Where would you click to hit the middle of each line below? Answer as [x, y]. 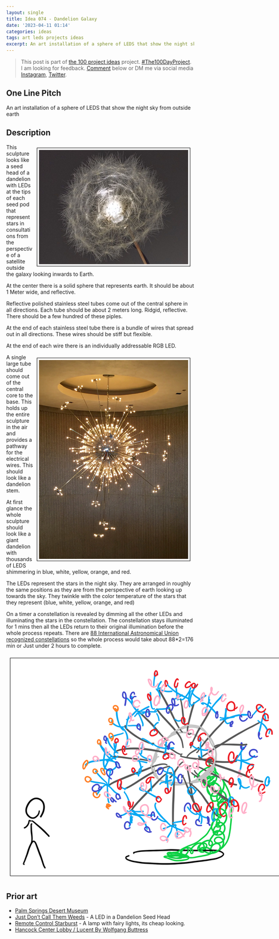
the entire [18, 414]
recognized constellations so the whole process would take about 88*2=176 [100, 639]
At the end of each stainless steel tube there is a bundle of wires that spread [100, 328]
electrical [18, 458]
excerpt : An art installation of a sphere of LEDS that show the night [97, 44]
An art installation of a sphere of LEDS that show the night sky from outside [99, 107]
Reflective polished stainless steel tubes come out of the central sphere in [97, 303]
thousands [19, 559]
